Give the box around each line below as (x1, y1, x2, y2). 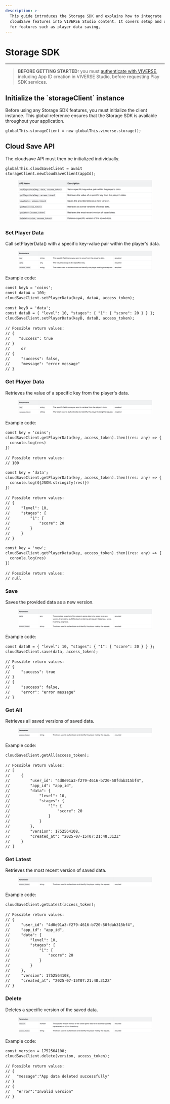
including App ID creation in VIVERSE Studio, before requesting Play (17, 74, 160, 80)
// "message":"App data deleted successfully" (5, 1074, 110, 1079)
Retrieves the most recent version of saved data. (5, 867, 107, 873)
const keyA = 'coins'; (5, 286, 53, 291)
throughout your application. (5, 118, 65, 124)
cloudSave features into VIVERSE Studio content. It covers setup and (10, 19, 162, 24)
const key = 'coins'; (5, 430, 51, 435)
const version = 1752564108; (5, 1049, 67, 1054)
